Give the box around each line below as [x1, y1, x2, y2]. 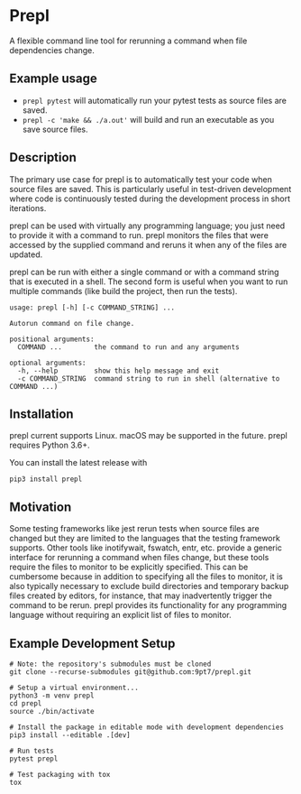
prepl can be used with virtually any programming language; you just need [9, 220, 286, 231]
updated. [9, 249, 43, 260]
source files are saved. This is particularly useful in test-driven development [9, 183, 292, 194]
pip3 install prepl [9, 475, 83, 484]
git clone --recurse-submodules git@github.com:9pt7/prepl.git [9, 668, 252, 677]
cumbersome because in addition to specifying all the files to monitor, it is [9, 571, 284, 582]
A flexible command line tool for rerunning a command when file [9, 35, 248, 46]
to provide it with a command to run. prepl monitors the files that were [9, 229, 269, 240]
